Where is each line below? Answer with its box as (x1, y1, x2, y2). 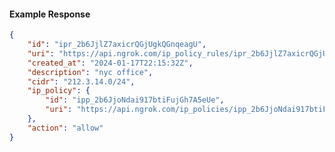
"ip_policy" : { (27, 86, 91, 96)
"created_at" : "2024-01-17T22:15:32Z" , (27, 58, 194, 68)
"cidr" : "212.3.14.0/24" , (27, 76, 136, 87)
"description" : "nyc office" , (27, 67, 154, 77)
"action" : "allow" (27, 123, 104, 133)
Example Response (9, 8, 91, 20)
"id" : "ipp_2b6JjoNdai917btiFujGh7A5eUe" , (45, 95, 225, 105)
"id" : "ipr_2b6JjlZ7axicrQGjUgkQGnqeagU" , (27, 40, 207, 50)
